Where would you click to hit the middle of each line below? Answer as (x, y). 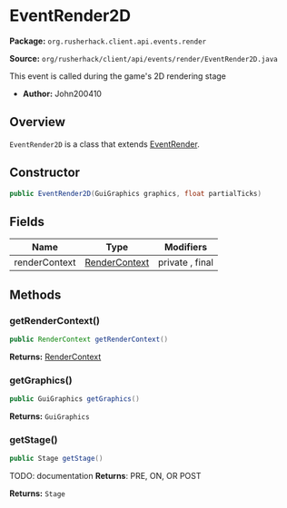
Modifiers (185, 248)
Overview (38, 122)
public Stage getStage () (56, 459)
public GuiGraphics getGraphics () (75, 399)
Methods (35, 294)
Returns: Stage (37, 493)
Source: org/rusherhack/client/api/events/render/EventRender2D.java (144, 58)
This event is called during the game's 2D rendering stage (118, 76)
